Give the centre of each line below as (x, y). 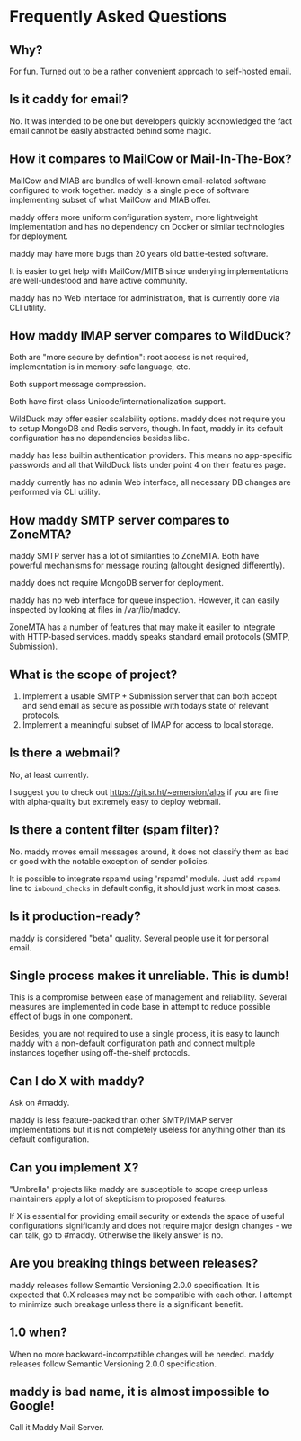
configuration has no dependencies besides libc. (100, 438)
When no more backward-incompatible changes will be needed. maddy (142, 1354)
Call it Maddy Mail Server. (57, 1428)
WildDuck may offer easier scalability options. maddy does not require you (147, 419)
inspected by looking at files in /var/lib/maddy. (95, 610)
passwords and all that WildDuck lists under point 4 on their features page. (147, 465)
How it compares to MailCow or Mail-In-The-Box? (150, 159)
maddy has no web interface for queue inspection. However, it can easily (145, 600)
